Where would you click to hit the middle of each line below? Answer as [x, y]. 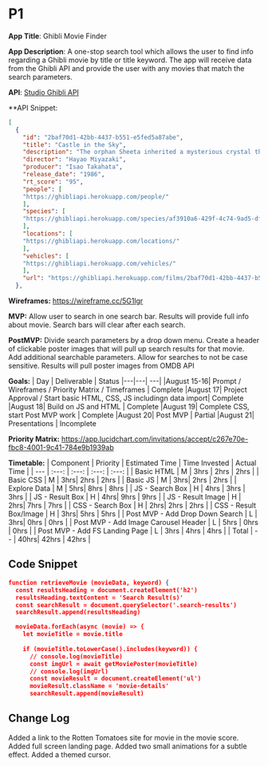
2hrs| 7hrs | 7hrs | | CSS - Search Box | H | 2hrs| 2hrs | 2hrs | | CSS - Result [132, 505]
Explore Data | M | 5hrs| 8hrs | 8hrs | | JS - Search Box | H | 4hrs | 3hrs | [127, 488]
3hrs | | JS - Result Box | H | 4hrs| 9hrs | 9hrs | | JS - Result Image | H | [125, 497]
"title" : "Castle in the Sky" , [75, 144]
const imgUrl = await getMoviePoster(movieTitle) [113, 664]
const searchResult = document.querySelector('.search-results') [126, 605]
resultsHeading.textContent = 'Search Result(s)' [99, 598]
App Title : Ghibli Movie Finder [58, 36]
